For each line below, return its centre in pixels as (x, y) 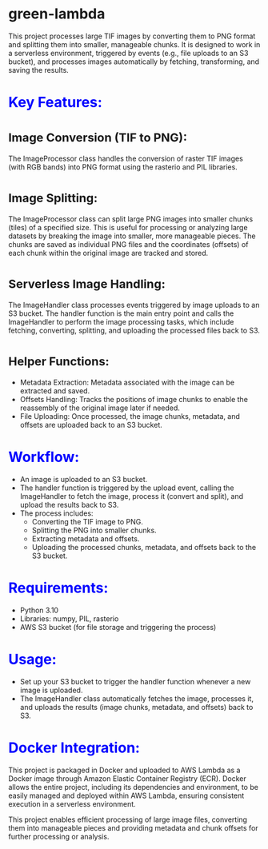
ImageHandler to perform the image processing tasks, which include (121, 321)
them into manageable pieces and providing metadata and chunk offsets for (133, 827)
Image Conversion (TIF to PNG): (98, 138)
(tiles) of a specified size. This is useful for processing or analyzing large (128, 227)
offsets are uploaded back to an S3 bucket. (91, 424)
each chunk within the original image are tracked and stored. (108, 253)
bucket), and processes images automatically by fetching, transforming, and (134, 62)
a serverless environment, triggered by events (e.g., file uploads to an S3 (128, 53)
